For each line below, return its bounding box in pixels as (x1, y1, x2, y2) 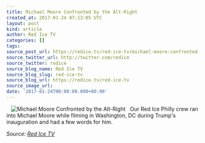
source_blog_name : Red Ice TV (6, 65, 84, 72)
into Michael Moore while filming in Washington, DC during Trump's (6, 111, 176, 119)
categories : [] (6, 37, 45, 43)
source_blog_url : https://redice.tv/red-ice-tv (6, 77, 130, 83)
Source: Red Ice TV (6, 130, 55, 137)
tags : (6, 43, 20, 50)
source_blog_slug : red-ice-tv (6, 71, 84, 78)
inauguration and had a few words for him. (6, 118, 113, 125)
